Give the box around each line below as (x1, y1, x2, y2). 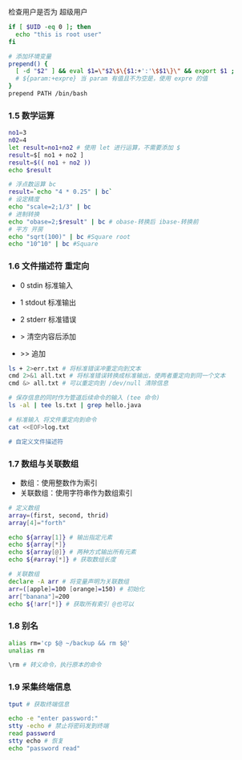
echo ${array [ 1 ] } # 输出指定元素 (8, 533, 113, 541)
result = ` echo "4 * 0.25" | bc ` (8, 188, 113, 196)
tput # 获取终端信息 (8, 700, 70, 708)
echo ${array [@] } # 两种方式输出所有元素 (8, 548, 136, 556)
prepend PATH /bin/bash (8, 90, 88, 98)
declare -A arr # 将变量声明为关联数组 (8, 577, 130, 585)
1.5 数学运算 (8, 110, 54, 121)
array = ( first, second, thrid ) (8, 511, 110, 519)
